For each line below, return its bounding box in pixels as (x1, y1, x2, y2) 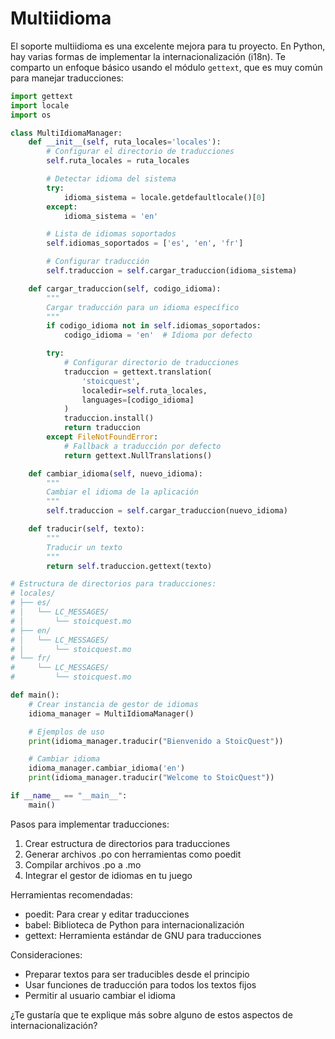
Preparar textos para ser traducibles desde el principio (24, 968, 250, 980)
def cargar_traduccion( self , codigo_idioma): (28, 283, 222, 294)
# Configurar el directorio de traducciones (46, 147, 235, 157)
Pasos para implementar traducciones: (10, 818, 170, 830)
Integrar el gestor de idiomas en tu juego (24, 869, 193, 881)
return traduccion (63, 423, 141, 433)
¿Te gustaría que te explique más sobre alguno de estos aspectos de (10, 1008, 293, 1021)
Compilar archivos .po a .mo (24, 858, 142, 871)
